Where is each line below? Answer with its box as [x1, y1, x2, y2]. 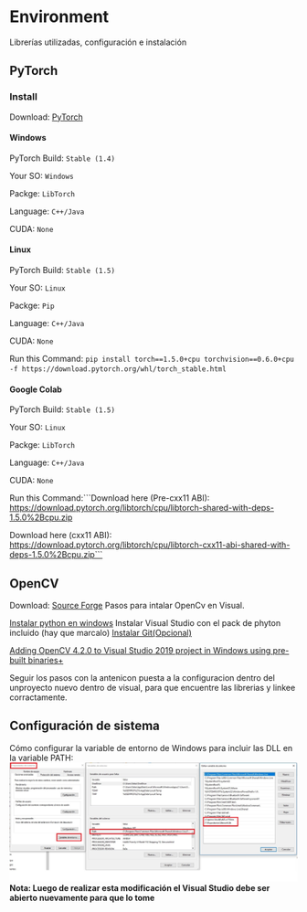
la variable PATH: [9, 752, 74, 763]
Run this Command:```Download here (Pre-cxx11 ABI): [9, 493, 210, 504]
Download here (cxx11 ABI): [9, 530, 112, 541]
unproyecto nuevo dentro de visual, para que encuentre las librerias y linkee [9, 683, 296, 694]
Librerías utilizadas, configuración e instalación [9, 37, 187, 48]
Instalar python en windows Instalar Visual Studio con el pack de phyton [9, 618, 281, 629]
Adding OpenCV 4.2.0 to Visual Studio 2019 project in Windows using [9, 645, 271, 656]
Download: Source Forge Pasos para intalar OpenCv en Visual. [9, 600, 245, 611]
